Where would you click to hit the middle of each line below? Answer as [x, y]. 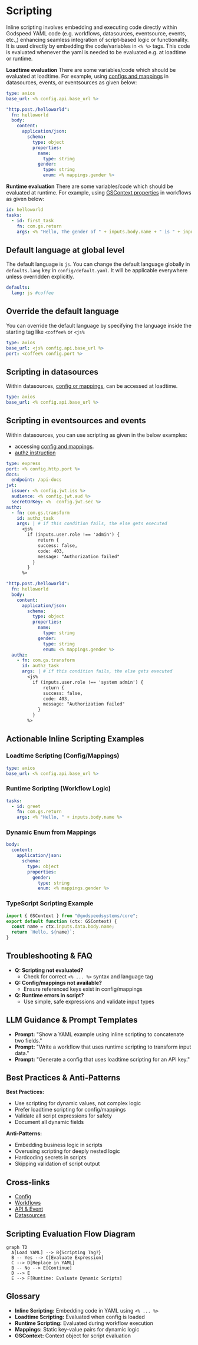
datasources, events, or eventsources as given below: [72, 82]
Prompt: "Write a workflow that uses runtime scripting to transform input [103, 1047]
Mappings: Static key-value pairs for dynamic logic [77, 1329]
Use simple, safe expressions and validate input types [89, 1001]
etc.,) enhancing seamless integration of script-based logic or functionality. [98, 39]
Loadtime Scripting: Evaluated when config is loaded [80, 1317]
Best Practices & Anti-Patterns [63, 1078]
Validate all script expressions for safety [63, 1116]
